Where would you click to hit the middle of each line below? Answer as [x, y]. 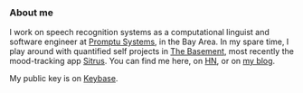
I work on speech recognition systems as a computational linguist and [139, 33]
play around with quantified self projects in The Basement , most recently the [151, 51]
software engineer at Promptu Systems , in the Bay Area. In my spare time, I [149, 42]
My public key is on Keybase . [64, 79]
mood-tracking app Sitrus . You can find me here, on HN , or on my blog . [142, 61]
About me [32, 13]
